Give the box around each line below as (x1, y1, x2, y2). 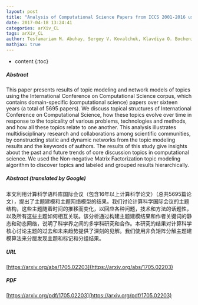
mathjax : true (6, 42, 41, 48)
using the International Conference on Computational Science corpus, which (6, 92, 192, 99)
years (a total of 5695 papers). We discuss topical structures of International (6, 104, 192, 112)
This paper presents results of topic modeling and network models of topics (6, 86, 190, 93)
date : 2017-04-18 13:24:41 (6, 19, 72, 25)
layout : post (6, 8, 38, 15)
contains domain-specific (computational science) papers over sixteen (6, 99, 178, 106)
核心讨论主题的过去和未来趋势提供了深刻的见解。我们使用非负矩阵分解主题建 (6, 227, 192, 234)
